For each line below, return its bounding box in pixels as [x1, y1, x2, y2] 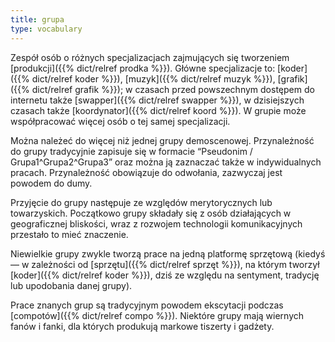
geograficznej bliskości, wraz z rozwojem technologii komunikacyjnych [10, 217, 303, 230]
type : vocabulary [10, 24, 83, 34]
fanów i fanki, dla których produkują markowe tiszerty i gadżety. [10, 320, 275, 332]
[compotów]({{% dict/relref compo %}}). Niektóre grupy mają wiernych [10, 309, 305, 321]
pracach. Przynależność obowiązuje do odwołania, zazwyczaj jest [10, 166, 283, 178]
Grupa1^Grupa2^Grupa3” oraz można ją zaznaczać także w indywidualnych [10, 156, 322, 168]
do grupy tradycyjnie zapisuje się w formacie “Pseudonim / [10, 145, 253, 157]
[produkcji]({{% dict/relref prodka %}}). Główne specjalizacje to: [10, 62, 276, 74]
